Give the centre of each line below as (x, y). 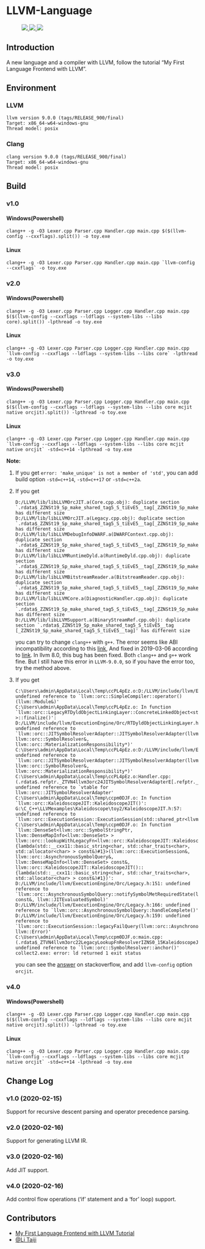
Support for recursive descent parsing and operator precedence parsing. (98, 1112)
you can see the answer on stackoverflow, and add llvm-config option (104, 965)
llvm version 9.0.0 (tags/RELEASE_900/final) (65, 118)
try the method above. (43, 668)
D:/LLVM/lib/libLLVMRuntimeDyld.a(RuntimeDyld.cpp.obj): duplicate (103, 556)
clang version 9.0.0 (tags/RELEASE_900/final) (67, 157)
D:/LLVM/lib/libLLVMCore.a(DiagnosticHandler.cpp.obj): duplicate (101, 599)
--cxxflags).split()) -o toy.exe (68, 237)
